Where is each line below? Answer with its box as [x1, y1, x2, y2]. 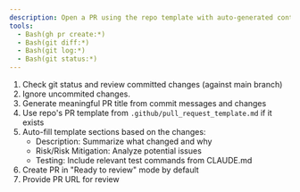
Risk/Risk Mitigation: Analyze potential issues [35, 146, 203, 156]
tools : [9, 21, 34, 30]
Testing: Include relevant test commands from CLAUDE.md [35, 155, 253, 165]
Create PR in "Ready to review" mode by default [21, 164, 199, 175]
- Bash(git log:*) [17, 46, 87, 55]
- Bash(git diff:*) [17, 38, 90, 47]
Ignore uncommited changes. [21, 88, 131, 99]
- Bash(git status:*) [17, 54, 98, 63]
